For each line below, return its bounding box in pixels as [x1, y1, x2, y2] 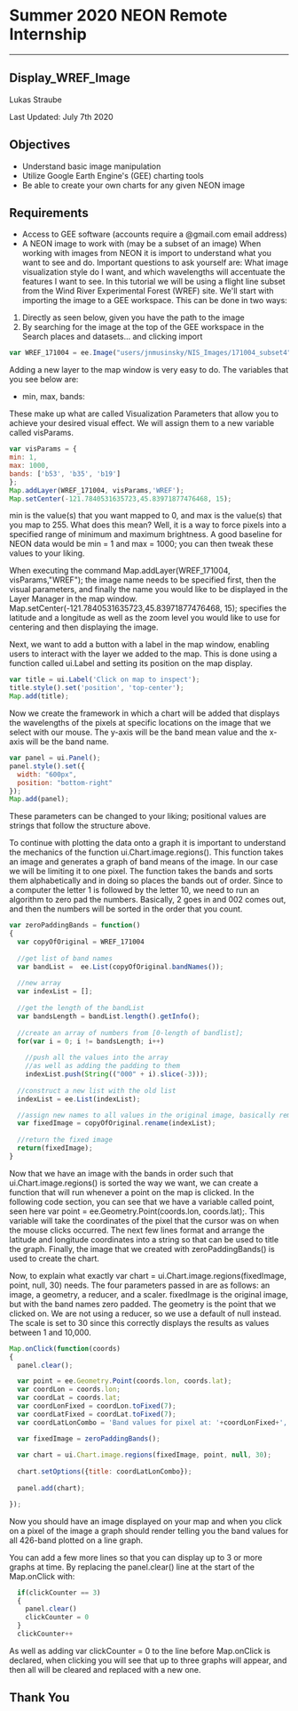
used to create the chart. [9, 1253, 100, 1264]
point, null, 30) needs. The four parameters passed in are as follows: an [9, 1280, 271, 1290]
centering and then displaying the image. [9, 622, 159, 632]
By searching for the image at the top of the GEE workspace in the [21, 322, 264, 333]
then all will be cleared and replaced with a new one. [9, 1664, 201, 1675]
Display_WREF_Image [9, 70, 131, 85]
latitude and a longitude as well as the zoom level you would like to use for [9, 613, 281, 623]
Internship [9, 24, 87, 44]
